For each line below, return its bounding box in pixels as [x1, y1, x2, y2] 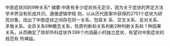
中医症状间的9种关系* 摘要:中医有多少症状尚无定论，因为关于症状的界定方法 [5, 4, 163, 10]
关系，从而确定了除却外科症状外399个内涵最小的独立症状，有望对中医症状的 [5, 29, 164, 35]
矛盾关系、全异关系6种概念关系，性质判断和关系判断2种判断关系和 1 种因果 [5, 23, 161, 29]
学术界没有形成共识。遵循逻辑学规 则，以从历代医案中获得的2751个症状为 [5, 10, 158, 16]
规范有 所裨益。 [5, 35, 38, 41]
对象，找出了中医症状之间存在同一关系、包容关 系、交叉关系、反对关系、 [9, 17, 162, 22]
